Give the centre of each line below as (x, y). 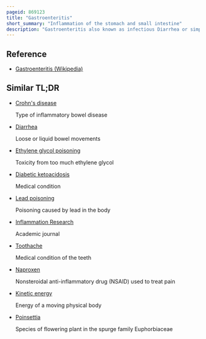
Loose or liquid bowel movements (58, 138)
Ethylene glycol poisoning (48, 150)
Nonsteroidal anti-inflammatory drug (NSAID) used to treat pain (95, 281)
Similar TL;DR (33, 88)
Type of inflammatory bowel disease (61, 115)
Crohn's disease (36, 103)
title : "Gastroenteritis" (39, 18)
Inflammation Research (44, 222)
